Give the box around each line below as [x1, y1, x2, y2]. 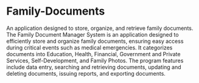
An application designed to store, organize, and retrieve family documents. [6, 24, 194, 32]
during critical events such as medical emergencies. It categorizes [6, 44, 173, 51]
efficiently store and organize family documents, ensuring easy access [6, 37, 184, 45]
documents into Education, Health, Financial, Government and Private [6, 50, 181, 57]
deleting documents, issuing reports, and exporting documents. [6, 70, 166, 77]
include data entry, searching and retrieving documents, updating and [6, 63, 181, 71]
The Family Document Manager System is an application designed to [6, 31, 179, 38]
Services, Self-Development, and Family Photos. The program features [6, 57, 184, 64]
